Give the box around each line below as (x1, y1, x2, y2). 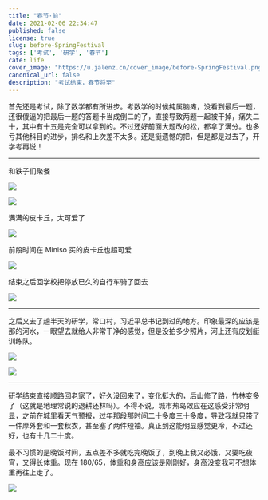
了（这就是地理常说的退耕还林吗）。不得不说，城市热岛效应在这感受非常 (8, 400, 242, 410)
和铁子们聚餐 (8, 165, 50, 176)
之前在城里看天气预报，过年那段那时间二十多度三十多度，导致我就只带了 (22, 411, 260, 420)
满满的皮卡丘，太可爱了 (8, 212, 85, 222)
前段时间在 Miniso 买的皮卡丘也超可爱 (8, 244, 132, 254)
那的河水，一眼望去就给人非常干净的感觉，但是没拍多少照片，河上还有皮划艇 (8, 326, 260, 335)
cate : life (8, 57, 45, 65)
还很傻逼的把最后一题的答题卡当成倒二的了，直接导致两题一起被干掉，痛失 (8, 111, 253, 121)
